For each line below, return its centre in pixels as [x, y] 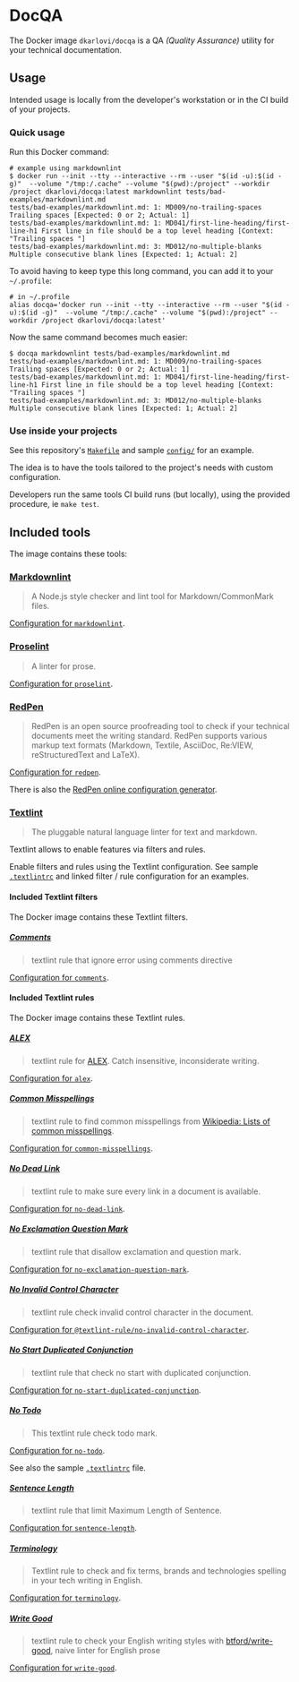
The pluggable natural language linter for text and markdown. [144, 832]
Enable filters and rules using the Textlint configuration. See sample [134, 867]
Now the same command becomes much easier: [98, 338]
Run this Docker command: [59, 152]
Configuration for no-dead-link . [67, 1208]
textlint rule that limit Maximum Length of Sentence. [126, 1511]
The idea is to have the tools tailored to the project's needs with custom [141, 468]
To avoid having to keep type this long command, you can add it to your [141, 271]
